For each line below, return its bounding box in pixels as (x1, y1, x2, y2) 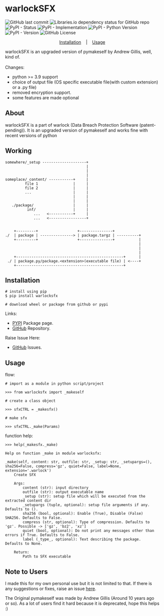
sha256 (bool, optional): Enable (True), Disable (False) (23, 511, 143, 516)
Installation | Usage (59, 39, 105, 45)
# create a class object (5, 398, 56, 403)
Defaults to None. (5, 541, 43, 546)
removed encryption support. (12, 89, 71, 95)
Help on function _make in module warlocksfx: (5, 451, 102, 456)
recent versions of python (5, 132, 57, 138)
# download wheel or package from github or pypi (5, 302, 109, 307)
